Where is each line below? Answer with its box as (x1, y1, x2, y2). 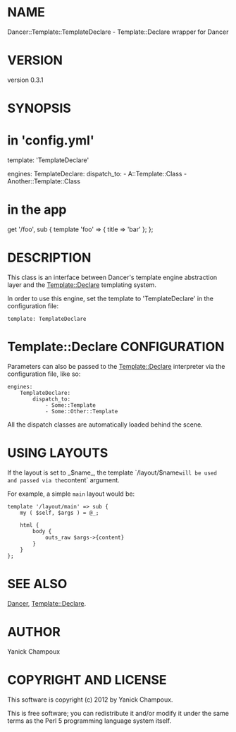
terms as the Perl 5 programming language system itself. (7, 716, 171, 725)
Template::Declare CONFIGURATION (7, 339, 225, 355)
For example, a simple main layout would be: (7, 489, 135, 498)
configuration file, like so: (7, 370, 81, 378)
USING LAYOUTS (7, 445, 108, 460)
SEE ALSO (7, 575, 68, 592)
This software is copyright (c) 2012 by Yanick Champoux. (7, 695, 173, 704)
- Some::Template (44, 401, 97, 409)
